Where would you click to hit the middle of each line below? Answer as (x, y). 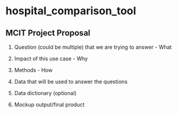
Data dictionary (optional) (45, 93)
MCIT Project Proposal (48, 33)
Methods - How (33, 70)
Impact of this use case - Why (51, 58)
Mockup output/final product (49, 104)
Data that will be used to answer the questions (71, 82)
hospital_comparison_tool (71, 11)
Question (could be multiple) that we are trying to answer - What (93, 47)
